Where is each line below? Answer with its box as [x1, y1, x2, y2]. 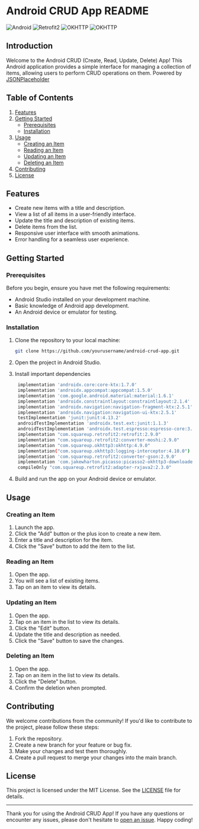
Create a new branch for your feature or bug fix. [14, 741, 132, 748]
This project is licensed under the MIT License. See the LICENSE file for [6, 787, 181, 794]
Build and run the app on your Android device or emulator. [14, 476, 157, 483]
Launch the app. [14, 524, 55, 531]
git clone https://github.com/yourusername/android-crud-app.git [14, 348, 179, 354]
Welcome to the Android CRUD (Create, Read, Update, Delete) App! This [6, 56, 182, 63]
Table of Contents [6, 93, 74, 103]
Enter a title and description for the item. [14, 536, 114, 543]
